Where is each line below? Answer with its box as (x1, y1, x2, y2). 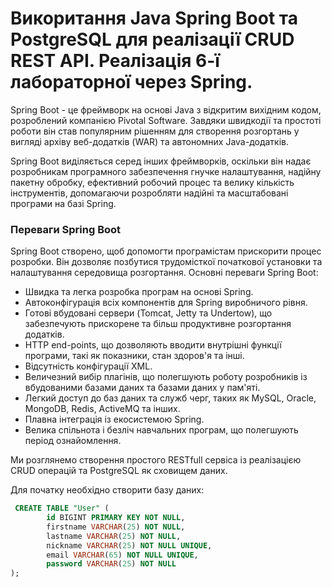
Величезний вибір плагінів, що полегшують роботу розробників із (24, 371, 308, 383)
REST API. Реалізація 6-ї (10, 50, 220, 72)
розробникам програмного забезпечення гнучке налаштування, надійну (10, 165, 322, 177)
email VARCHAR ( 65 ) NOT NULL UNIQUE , (46, 550, 199, 560)
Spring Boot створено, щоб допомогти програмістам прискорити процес (10, 245, 322, 257)
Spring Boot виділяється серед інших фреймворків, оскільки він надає (10, 155, 312, 167)
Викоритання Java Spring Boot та (10, 7, 298, 30)
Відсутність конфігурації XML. (24, 360, 153, 372)
